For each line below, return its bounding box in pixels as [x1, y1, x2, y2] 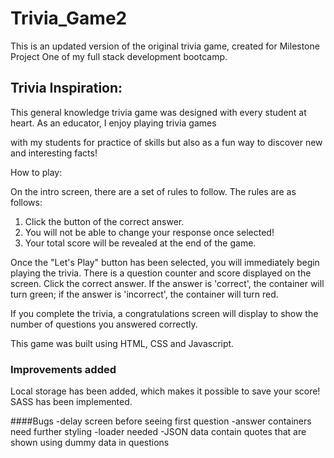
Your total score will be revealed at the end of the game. [24, 237, 257, 249]
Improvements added [10, 362, 117, 376]
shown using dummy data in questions [10, 437, 170, 449]
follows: [10, 196, 43, 208]
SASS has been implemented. [10, 396, 133, 408]
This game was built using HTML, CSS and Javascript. [10, 337, 235, 349]
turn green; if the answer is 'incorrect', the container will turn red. [10, 288, 279, 300]
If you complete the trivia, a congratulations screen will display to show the [10, 307, 319, 319]
